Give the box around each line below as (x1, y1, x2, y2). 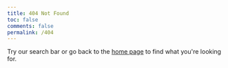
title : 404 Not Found (7, 10, 70, 17)
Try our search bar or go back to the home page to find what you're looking (7, 48, 222, 56)
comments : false (7, 22, 54, 29)
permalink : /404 (7, 29, 54, 36)
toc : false (7, 16, 39, 23)
